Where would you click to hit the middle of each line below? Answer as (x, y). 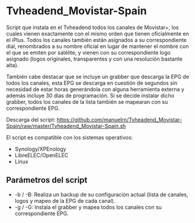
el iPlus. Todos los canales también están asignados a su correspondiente (96, 40)
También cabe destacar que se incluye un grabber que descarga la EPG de (98, 77)
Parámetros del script (47, 180)
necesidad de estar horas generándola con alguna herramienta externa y (95, 89)
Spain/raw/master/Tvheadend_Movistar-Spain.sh (66, 126)
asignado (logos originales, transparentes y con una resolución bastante (94, 59)
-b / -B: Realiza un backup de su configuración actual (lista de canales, (101, 195)
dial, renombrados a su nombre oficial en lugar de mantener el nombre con (97, 46)
